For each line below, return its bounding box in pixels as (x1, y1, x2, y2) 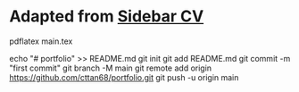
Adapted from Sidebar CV (9, 6, 204, 27)
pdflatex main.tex (9, 36, 73, 46)
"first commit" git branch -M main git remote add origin (9, 63, 212, 73)
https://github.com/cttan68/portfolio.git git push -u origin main (9, 71, 239, 82)
